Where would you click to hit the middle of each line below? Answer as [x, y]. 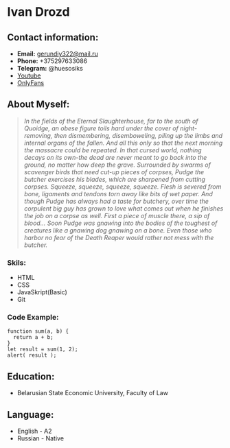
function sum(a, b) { [38, 331]
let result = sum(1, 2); [43, 350]
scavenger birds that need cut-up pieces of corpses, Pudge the [114, 172]
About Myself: [38, 105]
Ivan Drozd [38, 12]
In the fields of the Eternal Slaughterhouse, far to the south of [111, 121]
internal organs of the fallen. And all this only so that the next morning [123, 143]
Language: [31, 415]
